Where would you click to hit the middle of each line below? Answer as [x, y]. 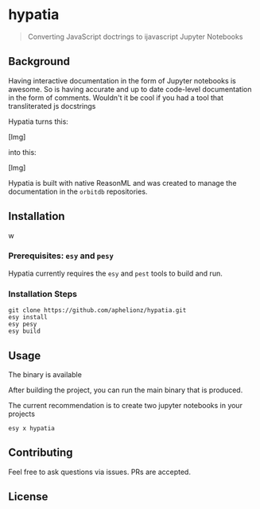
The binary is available [45, 374]
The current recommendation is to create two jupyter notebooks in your [125, 405]
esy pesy [23, 324]
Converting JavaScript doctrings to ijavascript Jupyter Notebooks [135, 37]
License [28, 497]
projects [22, 414]
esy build [25, 331]
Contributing [41, 453]
